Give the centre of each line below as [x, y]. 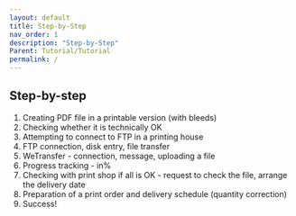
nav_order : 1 [34, 34]
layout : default [40, 18]
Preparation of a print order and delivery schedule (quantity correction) [154, 193]
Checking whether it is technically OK [92, 127]
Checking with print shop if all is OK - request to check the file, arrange [155, 175]
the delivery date [54, 184]
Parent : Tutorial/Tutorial [60, 51]
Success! [40, 203]
